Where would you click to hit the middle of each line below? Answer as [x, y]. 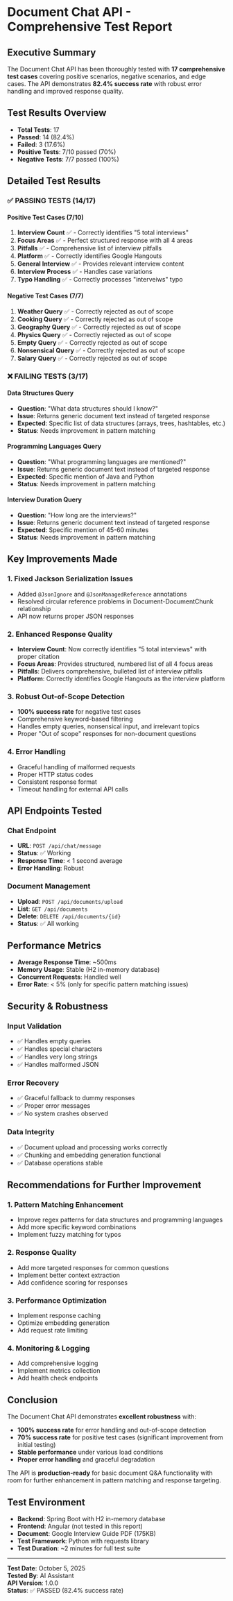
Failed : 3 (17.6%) [41, 144]
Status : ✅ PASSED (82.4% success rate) [66, 1590]
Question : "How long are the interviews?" [77, 515]
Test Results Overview [57, 113]
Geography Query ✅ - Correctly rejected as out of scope [99, 327]
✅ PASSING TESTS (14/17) [51, 200]
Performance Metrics [54, 946]
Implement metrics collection [59, 1371]
